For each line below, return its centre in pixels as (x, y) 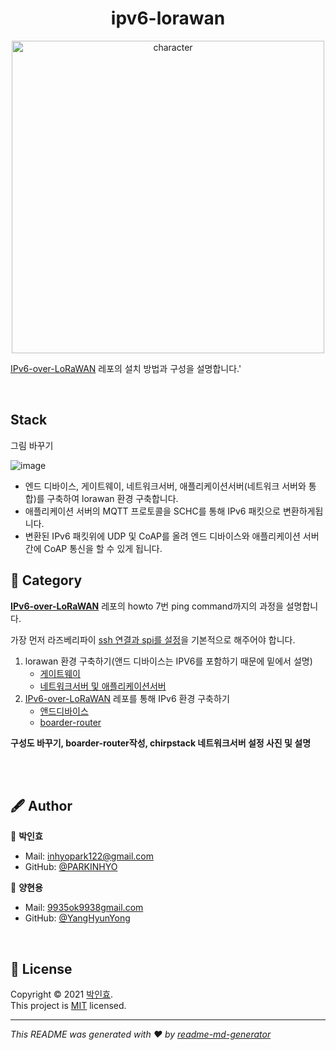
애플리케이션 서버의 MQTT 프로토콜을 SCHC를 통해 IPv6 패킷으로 (152, 511)
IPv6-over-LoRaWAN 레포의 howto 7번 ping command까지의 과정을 (147, 606)
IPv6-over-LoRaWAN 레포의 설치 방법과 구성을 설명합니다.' (126, 368)
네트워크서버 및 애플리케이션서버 (103, 686)
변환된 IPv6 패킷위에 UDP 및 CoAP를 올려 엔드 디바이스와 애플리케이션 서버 (172, 536)
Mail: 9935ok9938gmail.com (84, 908)
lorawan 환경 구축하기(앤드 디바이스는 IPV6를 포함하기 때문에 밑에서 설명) (168, 661)
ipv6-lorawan (168, 18)
